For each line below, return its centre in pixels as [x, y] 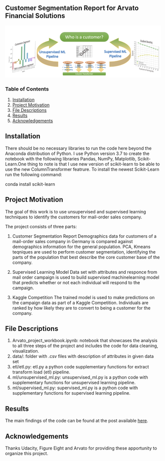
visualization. [26, 351]
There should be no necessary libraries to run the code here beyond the [78, 148]
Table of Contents [27, 89]
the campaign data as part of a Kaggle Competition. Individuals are [80, 303]
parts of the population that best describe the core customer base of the [86, 257]
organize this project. [27, 453]
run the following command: [34, 174]
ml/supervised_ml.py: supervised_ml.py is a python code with [75, 388]
